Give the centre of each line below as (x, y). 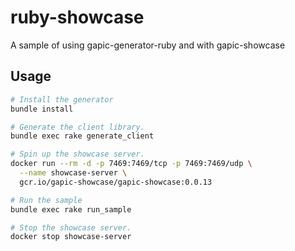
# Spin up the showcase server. (77, 154)
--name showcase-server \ (73, 173)
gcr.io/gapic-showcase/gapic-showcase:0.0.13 (116, 182)
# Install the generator (62, 99)
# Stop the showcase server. (71, 227)
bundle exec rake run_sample (71, 209)
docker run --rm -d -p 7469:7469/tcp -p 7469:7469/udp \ (131, 164)
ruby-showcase (77, 17)
